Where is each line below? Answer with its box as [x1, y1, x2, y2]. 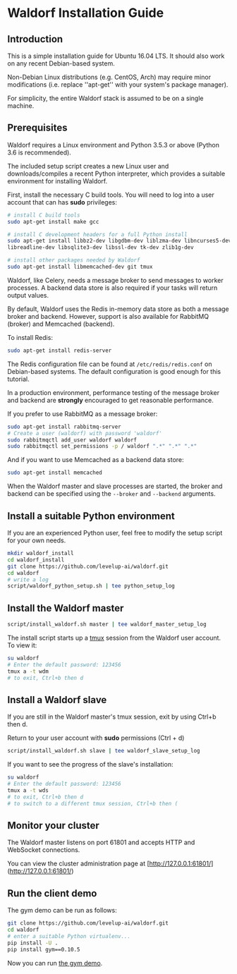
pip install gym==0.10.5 [7, 946, 80, 953]
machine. [7, 102, 35, 110]
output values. [7, 291, 49, 299]
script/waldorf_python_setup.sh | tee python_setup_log [7, 583, 175, 590]
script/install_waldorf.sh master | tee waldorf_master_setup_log [7, 621, 207, 628]
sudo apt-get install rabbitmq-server [7, 423, 121, 430]
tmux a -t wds [7, 786, 49, 794]
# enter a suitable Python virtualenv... [7, 932, 131, 939]
